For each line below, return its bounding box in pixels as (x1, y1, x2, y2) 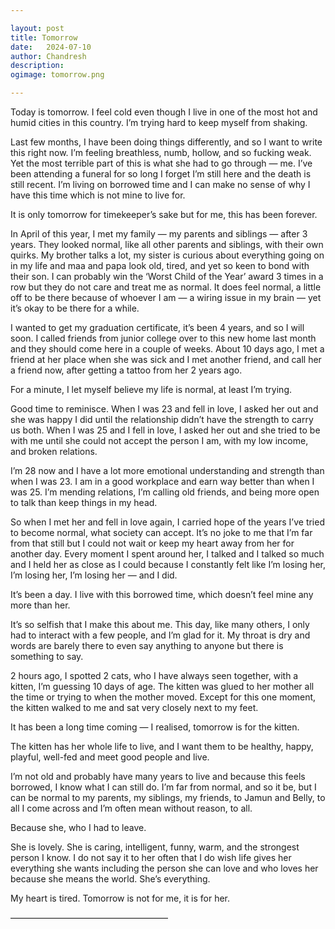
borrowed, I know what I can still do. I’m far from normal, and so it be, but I (10, 781, 317, 793)
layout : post (10, 23, 65, 33)
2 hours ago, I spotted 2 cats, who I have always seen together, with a (10, 670, 299, 681)
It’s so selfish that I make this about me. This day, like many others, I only (10, 619, 310, 630)
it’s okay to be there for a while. (10, 302, 140, 314)
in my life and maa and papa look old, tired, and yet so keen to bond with (10, 260, 310, 271)
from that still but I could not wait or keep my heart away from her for (10, 537, 295, 549)
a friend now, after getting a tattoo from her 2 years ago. (10, 364, 243, 376)
